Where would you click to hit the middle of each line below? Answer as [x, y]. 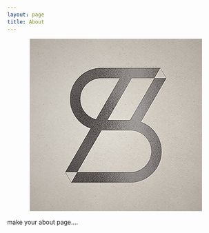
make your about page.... [43, 222]
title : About [26, 22]
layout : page [26, 14]
